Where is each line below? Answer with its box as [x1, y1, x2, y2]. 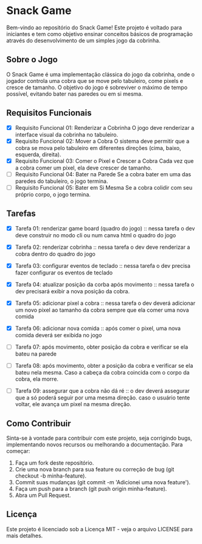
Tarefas [6, 209, 37, 219]
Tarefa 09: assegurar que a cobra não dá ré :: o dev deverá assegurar [15, 387, 190, 395]
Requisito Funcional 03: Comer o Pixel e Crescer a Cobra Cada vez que [15, 157, 194, 165]
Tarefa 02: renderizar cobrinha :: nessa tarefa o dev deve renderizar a [15, 243, 190, 251]
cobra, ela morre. [15, 376, 59, 383]
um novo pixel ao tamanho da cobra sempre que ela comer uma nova [15, 306, 189, 313]
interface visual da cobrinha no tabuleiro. [15, 131, 119, 138]
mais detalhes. [6, 532, 43, 539]
